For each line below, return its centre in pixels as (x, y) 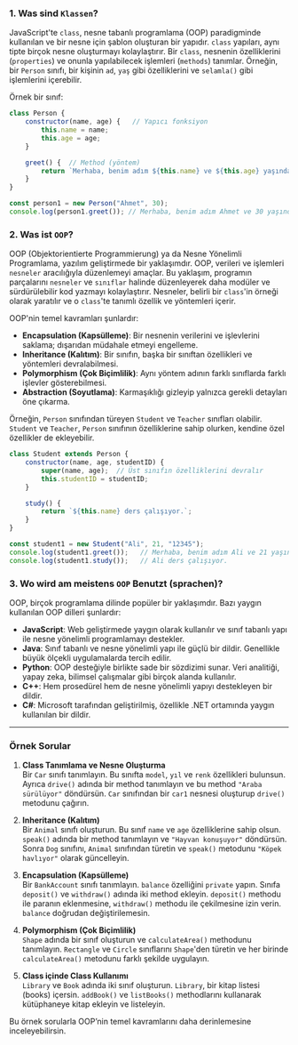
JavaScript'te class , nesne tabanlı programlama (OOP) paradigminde (135, 33)
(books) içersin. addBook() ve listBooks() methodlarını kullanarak (141, 995)
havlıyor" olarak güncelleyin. (76, 858)
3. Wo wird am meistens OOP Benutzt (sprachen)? (116, 583)
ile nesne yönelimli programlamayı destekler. (103, 639)
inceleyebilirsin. (38, 1031)
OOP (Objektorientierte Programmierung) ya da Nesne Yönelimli (125, 254)
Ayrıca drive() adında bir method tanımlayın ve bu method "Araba (142, 784)
